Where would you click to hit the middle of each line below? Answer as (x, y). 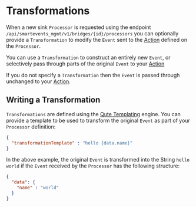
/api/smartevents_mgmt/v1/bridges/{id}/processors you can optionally (92, 33)
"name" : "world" (38, 188)
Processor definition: (31, 126)
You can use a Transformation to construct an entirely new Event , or (88, 57)
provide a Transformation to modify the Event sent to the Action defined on (97, 40)
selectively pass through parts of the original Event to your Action (85, 64)
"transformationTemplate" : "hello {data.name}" (72, 143)
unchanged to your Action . (38, 81)
